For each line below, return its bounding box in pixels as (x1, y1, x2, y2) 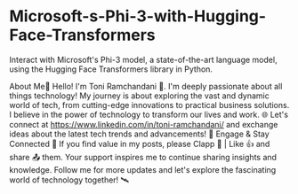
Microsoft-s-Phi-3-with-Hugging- (9, 6, 267, 27)
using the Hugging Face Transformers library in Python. (9, 64, 213, 74)
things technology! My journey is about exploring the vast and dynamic (9, 90, 270, 101)
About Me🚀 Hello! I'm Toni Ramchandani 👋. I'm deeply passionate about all (9, 81, 283, 91)
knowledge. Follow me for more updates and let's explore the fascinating (9, 164, 277, 175)
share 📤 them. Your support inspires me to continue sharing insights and (9, 151, 278, 162)
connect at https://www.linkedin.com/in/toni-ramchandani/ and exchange (9, 119, 278, 129)
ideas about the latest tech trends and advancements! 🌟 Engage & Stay (9, 128, 270, 139)
